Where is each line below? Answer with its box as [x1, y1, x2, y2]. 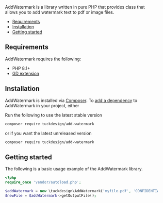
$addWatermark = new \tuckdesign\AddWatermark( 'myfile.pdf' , [5, 188, 131, 193]
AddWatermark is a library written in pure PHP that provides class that [5, 4, 145, 10]
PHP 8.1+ [12, 65, 31, 71]
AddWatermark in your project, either [5, 102, 80, 108]
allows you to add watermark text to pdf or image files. [5, 9, 114, 15]
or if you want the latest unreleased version [5, 130, 92, 136]
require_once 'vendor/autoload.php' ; [5, 180, 81, 185]
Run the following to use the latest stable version [5, 112, 102, 118]
